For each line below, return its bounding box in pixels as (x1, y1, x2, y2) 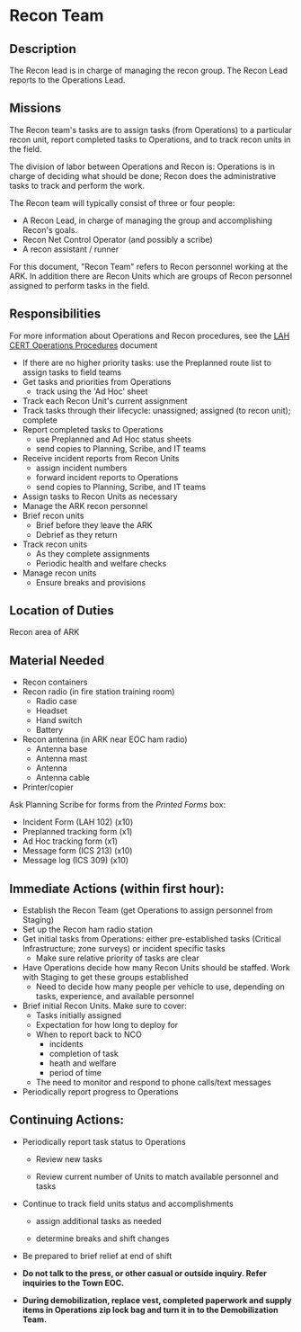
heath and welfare (49, 1058, 117, 1068)
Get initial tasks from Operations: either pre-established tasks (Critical (22, 934, 281, 944)
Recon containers (22, 676, 88, 688)
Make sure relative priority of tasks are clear (35, 952, 199, 963)
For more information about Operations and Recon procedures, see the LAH (9, 330, 290, 341)
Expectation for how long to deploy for (35, 1020, 179, 1031)
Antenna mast (35, 753, 88, 764)
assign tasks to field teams (22, 366, 122, 378)
